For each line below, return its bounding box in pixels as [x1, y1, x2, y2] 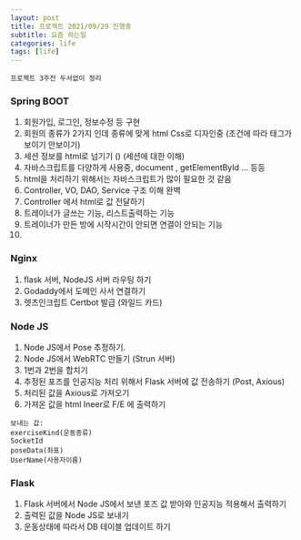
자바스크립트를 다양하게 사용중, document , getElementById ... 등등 [23, 162, 266, 173]
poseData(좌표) [10, 446, 65, 455]
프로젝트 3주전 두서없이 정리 [10, 74, 102, 83]
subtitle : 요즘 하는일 [10, 30, 87, 39]
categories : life [10, 38, 76, 48]
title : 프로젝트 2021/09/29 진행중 [10, 22, 132, 31]
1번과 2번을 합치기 [23, 365, 89, 376]
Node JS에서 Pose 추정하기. [23, 342, 126, 353]
